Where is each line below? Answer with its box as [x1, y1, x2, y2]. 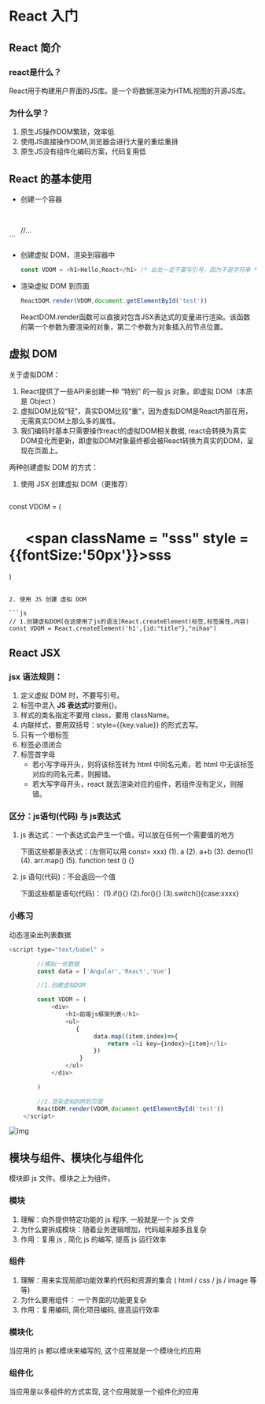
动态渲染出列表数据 [9, 929, 72, 939]
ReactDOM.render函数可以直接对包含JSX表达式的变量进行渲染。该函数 [20, 312, 251, 322]
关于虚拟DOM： [9, 370, 61, 379]
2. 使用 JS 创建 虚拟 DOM [9, 596, 87, 604]
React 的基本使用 [9, 172, 93, 185]
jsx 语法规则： [9, 671, 63, 682]
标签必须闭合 [20, 740, 62, 750]
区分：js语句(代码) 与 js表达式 [9, 811, 121, 822]
